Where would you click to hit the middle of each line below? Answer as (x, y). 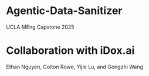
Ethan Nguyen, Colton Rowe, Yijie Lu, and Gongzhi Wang (75, 67)
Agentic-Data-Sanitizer (64, 11)
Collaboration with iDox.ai (70, 51)
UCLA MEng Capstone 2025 (40, 27)
